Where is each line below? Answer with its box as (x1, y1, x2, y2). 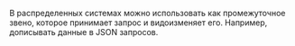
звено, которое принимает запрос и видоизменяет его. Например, (9, 17, 268, 28)
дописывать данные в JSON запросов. (9, 27, 159, 37)
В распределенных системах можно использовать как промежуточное (9, 8, 286, 18)
